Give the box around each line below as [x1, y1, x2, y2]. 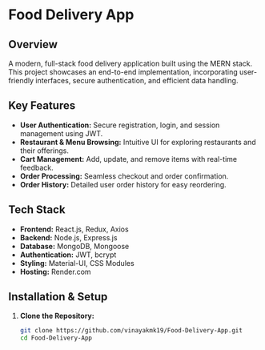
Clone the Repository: [19, 311, 94, 321]
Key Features [8, 99, 76, 113]
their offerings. [19, 146, 70, 155]
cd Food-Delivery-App [19, 334, 92, 342]
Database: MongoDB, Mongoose [19, 241, 130, 251]
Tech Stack [8, 203, 66, 217]
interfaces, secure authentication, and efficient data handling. [35, 76, 239, 85]
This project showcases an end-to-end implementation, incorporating [8, 67, 238, 77]
